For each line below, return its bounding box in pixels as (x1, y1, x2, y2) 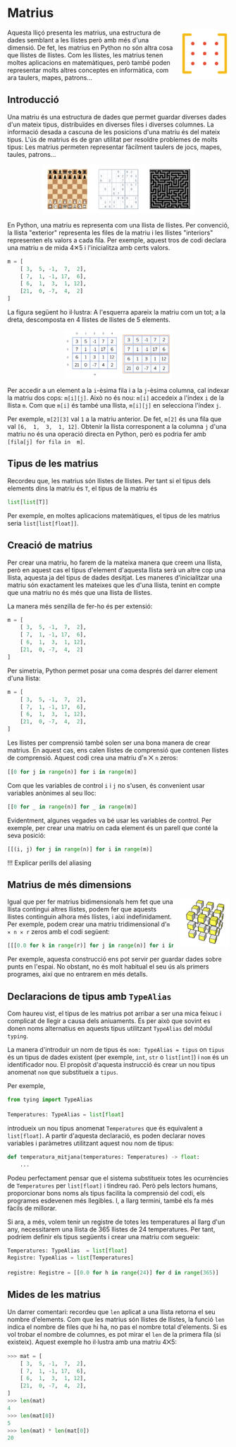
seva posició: (7, 831, 46, 839)
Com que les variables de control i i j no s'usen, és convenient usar (7, 781, 206, 789)
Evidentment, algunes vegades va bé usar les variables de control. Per (7, 816, 212, 825)
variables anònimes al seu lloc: (7, 789, 97, 797)
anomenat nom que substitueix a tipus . (7, 1068, 118, 1077)
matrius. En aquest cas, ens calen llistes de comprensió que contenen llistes (7, 746, 229, 754)
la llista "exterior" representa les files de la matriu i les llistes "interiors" (7, 228, 213, 237)
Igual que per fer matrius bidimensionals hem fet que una (7, 897, 174, 906)
